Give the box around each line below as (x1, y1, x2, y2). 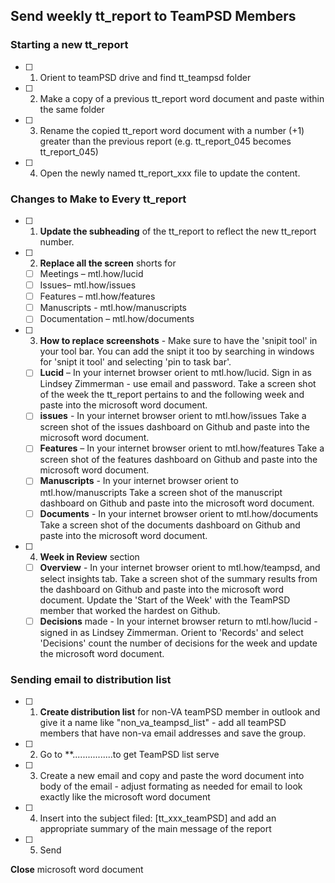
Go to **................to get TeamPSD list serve (39, 749, 220, 761)
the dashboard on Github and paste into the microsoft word (39, 583, 285, 595)
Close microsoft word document (10, 864, 144, 876)
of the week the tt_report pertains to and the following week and (39, 389, 305, 401)
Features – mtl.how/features (39, 290, 156, 303)
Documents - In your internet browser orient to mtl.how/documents (39, 507, 319, 519)
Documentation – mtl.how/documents (39, 313, 195, 325)
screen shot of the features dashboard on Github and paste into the (39, 454, 318, 466)
